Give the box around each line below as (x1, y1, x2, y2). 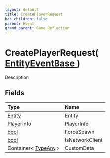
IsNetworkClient (65, 136, 103, 143)
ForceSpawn (65, 128, 95, 135)
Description (5, 74, 29, 80)
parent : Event (5, 21, 35, 26)
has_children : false (5, 16, 48, 21)
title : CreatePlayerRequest (5, 12, 63, 17)
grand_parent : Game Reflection (5, 26, 70, 31)
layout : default (5, 7, 39, 12)
